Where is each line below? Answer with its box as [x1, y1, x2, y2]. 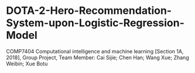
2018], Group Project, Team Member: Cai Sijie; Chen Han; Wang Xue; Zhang [6, 54, 189, 61]
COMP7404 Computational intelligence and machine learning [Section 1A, [6, 48, 184, 54]
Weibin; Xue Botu [6, 60, 48, 67]
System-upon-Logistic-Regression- [6, 16, 184, 30]
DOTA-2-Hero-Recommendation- [6, 4, 172, 17]
